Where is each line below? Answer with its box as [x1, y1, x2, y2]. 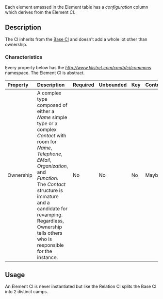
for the [37, 248, 52, 255]
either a [37, 108, 55, 115]
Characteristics [5, 54, 43, 60]
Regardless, [37, 218, 64, 224]
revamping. [37, 211, 63, 218]
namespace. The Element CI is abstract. [5, 70, 85, 76]
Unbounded [98, 81, 127, 88]
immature [37, 193, 59, 200]
